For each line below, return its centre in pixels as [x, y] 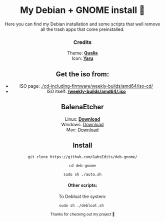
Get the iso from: [82, 74]
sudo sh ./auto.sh [82, 174]
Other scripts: [82, 185]
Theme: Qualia [82, 53]
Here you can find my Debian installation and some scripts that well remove [82, 24]
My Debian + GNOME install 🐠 [82, 10]
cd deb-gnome [82, 166]
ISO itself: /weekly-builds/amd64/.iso [86, 91]
